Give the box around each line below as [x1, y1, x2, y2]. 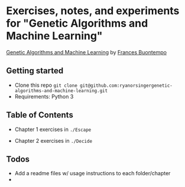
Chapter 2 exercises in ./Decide [14, 137, 93, 144]
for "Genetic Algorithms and [6, 17, 148, 30]
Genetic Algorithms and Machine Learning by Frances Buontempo [6, 48, 167, 55]
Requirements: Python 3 [14, 93, 74, 100]
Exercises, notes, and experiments [6, 4, 180, 18]
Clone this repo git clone [14, 81, 78, 88]
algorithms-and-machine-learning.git [14, 87, 108, 94]
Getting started [6, 66, 64, 76]
